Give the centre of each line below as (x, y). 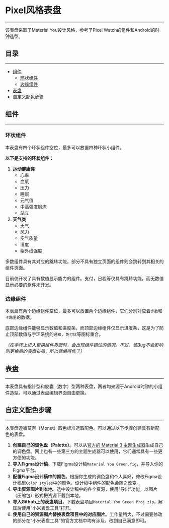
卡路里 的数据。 (20, 317)
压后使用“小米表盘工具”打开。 (43, 508)
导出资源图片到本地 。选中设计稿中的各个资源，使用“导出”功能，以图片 (85, 489)
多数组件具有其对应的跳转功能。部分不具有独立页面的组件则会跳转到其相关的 (84, 261)
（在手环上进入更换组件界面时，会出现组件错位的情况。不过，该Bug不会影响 (84, 345)
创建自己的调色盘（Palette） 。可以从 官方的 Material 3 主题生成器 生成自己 (88, 445)
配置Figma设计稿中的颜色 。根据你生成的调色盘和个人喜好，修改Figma (85, 476)
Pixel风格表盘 (33, 10)
